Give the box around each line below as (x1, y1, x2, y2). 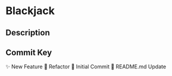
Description (5, 28, 50, 38)
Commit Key (5, 47, 52, 57)
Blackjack (5, 4, 55, 18)
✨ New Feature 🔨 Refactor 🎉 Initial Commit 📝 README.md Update (5, 63, 167, 70)
